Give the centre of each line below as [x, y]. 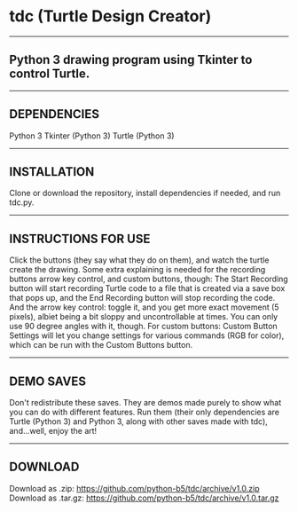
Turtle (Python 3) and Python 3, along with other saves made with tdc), [138, 421]
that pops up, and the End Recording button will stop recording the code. [142, 298]
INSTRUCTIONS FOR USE [80, 238]
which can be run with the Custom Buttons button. [101, 345]
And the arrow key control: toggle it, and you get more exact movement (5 [144, 307]
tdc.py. [22, 202]
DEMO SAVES [48, 381]
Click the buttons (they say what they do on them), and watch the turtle [139, 260]
